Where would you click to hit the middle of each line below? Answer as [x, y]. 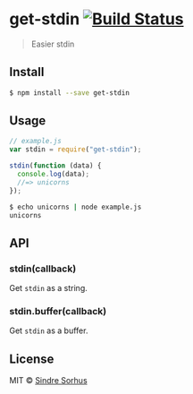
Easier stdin [53, 44]
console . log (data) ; [54, 175]
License [32, 359]
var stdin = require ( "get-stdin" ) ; [76, 150]
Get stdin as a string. [48, 288]
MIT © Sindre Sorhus [48, 381]
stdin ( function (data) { [55, 166]
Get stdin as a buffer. [49, 330]
